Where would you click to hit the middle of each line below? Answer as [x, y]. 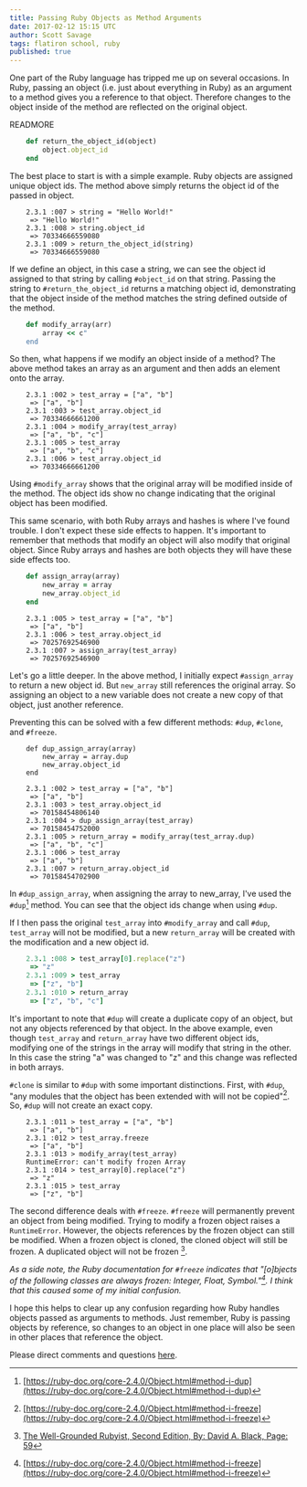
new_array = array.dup [85, 756]
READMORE [32, 125]
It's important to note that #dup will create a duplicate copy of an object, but [151, 1018]
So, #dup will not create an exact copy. [81, 1105]
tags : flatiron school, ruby [65, 43]
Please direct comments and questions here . [94, 1355]
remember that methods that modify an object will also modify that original [150, 541]
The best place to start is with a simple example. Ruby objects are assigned [151, 175]
